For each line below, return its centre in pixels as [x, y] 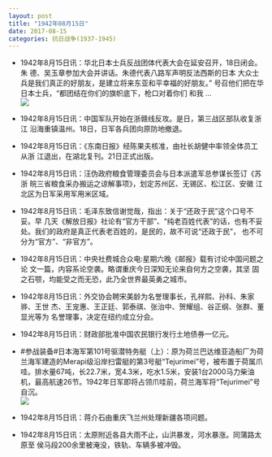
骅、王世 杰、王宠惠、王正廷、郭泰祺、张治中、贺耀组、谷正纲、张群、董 [142, 307]
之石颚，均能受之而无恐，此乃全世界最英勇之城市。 [106, 279]
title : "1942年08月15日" [49, 24]
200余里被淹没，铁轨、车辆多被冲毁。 [121, 445]
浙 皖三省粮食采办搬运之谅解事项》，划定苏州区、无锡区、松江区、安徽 [137, 184]
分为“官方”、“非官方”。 [58, 242]
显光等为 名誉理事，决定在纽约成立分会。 [89, 317]
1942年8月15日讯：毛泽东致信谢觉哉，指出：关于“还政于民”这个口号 [133, 211]
